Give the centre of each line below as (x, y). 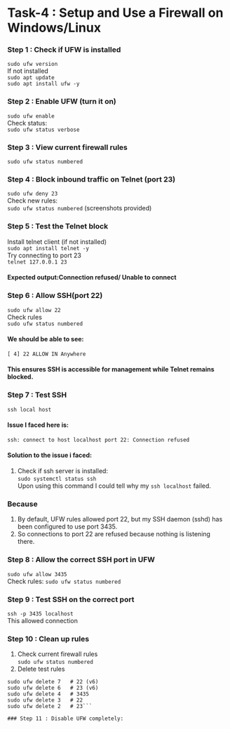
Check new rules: (33, 200)
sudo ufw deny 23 (33, 194)
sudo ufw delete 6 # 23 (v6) (53, 688)
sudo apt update (31, 78)
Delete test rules (41, 669)
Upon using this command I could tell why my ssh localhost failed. (114, 486)
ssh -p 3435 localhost (40, 614)
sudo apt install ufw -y (43, 84)
